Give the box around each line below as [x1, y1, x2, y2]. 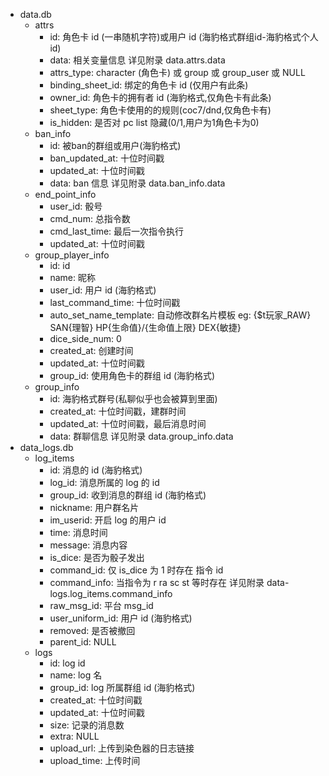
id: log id [49, 657, 86, 669]
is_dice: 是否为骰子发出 [49, 552, 145, 563]
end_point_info [34, 189, 97, 200]
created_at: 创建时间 [49, 345, 134, 356]
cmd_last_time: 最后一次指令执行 [49, 225, 185, 237]
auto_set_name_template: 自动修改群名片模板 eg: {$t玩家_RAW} [49, 309, 312, 321]
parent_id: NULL [49, 636, 117, 648]
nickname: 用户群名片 [49, 502, 140, 513]
